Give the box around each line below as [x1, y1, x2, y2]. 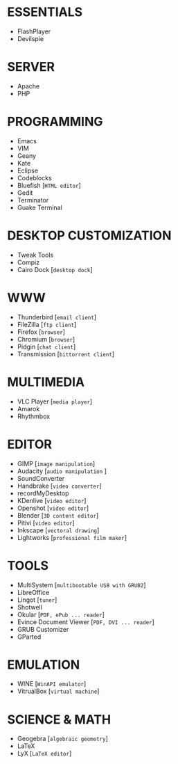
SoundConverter [17, 474, 65, 482]
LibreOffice [17, 588, 50, 596]
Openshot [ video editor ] [17, 504, 89, 512]
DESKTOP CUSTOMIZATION [7, 228, 172, 244]
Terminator [17, 196, 49, 204]
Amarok [17, 404, 40, 413]
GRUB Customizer [17, 625, 69, 633]
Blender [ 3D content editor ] [17, 511, 99, 519]
